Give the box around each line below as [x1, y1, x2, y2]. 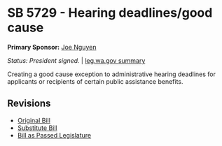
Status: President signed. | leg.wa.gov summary [7, 56, 146, 64]
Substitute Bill [17, 124, 57, 132]
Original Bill [17, 116, 51, 124]
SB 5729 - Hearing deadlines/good [7, 5, 213, 21]
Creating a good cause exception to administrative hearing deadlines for [7, 70, 216, 78]
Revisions [7, 98, 51, 110]
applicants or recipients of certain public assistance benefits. [7, 77, 183, 85]
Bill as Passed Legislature [17, 131, 92, 139]
